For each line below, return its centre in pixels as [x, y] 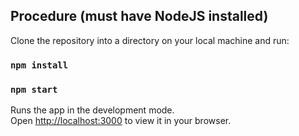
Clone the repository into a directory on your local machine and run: [150, 40]
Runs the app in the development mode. [92, 110]
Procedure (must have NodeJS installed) [139, 16]
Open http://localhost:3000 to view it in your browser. [121, 121]
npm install [39, 65]
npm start [34, 89]
